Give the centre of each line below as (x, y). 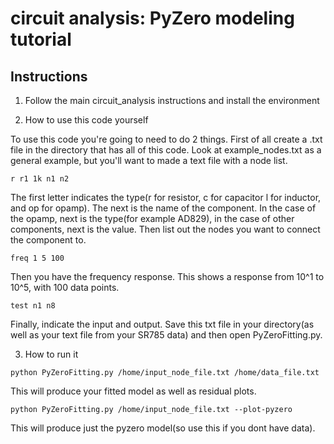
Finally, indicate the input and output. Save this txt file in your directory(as (162, 324)
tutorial (41, 39)
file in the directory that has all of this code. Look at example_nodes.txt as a (166, 150)
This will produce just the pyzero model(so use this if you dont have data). (163, 428)
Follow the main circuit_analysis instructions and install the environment (172, 100)
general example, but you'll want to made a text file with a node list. (149, 160)
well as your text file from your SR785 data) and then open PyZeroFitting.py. (166, 335)
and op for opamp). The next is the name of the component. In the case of (163, 208)
